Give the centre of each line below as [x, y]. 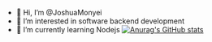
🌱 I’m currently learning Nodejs [68, 29]
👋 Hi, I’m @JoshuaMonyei [59, 13]
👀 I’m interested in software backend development [100, 21]
